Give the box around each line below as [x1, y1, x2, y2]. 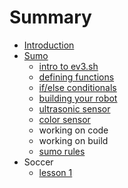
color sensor [38, 113, 91, 125]
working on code [38, 124, 109, 136]
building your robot [38, 92, 118, 104]
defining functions [38, 71, 115, 83]
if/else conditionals [38, 81, 117, 93]
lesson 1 [38, 166, 73, 178]
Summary [9, 6, 92, 29]
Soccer [23, 156, 54, 168]
